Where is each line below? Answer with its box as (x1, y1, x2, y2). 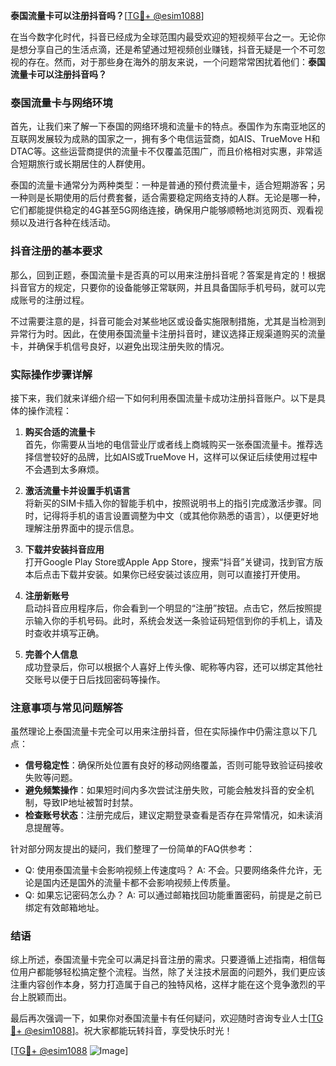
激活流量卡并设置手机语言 (24, 484, 131, 496)
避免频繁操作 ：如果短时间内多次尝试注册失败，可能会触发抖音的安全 (24, 784, 306, 796)
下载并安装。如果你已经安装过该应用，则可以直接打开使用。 (59, 568, 306, 580)
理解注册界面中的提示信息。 (24, 522, 140, 534)
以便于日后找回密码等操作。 (51, 673, 166, 685)
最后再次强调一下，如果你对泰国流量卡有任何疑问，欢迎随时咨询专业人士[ (10, 1012, 312, 1024)
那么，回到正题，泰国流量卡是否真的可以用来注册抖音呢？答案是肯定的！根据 (10, 269, 326, 281)
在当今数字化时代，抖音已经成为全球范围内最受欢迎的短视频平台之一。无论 (10, 31, 317, 43)
